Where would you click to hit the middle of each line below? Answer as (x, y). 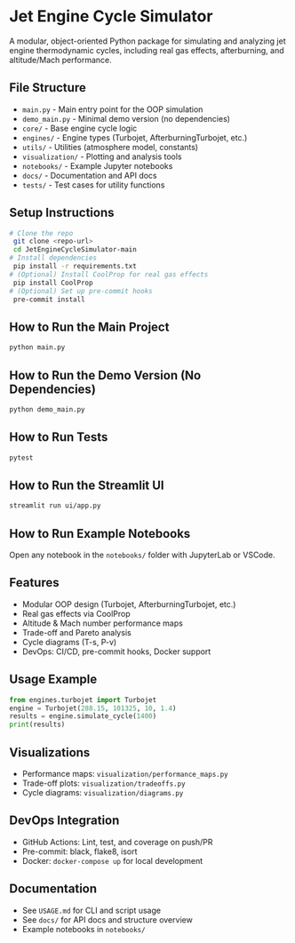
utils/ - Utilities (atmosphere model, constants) (110, 147)
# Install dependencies (53, 258)
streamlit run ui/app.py (55, 506)
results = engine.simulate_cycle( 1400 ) (83, 716)
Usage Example (53, 679)
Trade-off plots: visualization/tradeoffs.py (104, 783)
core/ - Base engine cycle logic (80, 128)
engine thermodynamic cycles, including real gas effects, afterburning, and (147, 50)
